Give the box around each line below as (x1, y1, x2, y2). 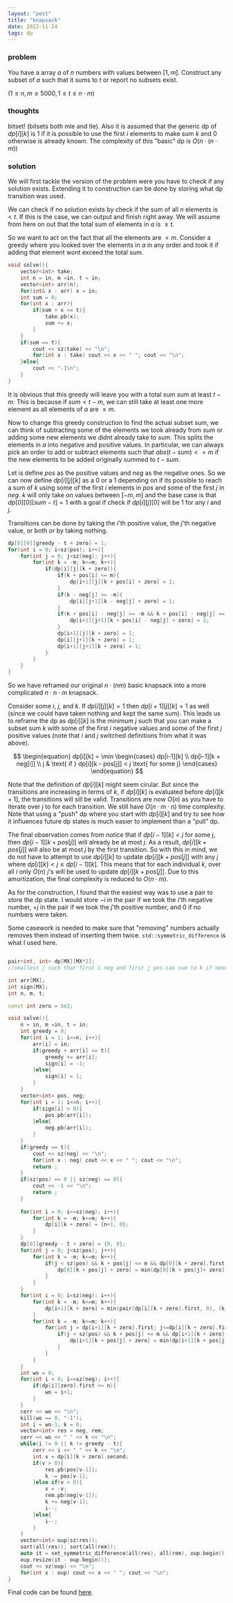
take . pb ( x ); (44, 313, 80, 320)
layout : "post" (8, 10, 52, 17)
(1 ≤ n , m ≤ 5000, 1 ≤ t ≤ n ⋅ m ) (8, 89, 95, 97)
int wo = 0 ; (20, 1369, 55, 1376)
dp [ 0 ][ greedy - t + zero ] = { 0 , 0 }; (20, 1240, 127, 1248)
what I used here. (8, 939, 57, 947)
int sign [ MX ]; (8, 983, 49, 990)
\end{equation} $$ (90, 767, 144, 775)
